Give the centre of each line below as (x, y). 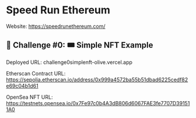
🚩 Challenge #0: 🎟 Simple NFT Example (80, 45)
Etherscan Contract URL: (36, 73)
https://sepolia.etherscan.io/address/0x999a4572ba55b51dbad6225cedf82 (97, 80)
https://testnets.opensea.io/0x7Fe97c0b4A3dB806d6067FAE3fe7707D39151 (98, 103)
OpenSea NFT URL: (29, 97)
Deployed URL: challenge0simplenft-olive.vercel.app (69, 62)
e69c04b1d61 (22, 85)
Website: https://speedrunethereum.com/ (56, 26)
